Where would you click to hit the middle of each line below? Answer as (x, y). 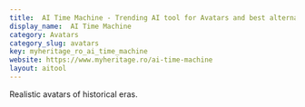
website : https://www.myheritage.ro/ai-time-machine (111, 60)
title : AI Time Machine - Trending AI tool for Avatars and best (138, 18)
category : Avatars (44, 34)
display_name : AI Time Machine (70, 26)
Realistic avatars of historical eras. (74, 94)
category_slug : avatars (54, 43)
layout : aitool (38, 69)
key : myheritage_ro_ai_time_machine (79, 52)
